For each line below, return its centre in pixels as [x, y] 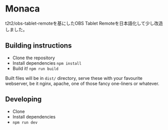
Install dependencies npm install [47, 63]
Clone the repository [34, 58]
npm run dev [25, 122]
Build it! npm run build [35, 68]
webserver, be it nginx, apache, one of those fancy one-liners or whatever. [82, 83]
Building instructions [38, 46]
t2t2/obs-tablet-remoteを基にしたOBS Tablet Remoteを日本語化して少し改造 [84, 23]
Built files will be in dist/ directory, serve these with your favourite [74, 78]
